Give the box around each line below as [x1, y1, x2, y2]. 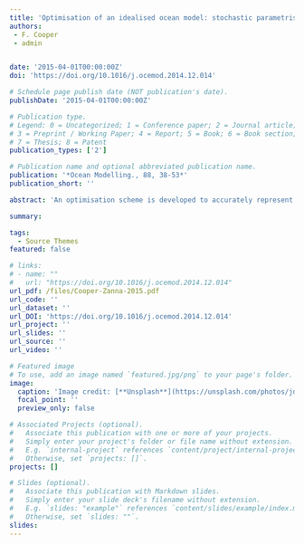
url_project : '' [9, 320, 71, 329]
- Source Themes [17, 236, 79, 245]
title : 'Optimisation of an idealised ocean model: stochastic [9, 13, 253, 23]
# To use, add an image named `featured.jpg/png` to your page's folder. [9, 370, 294, 379]
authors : [9, 22, 43, 31]
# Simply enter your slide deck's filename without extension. [9, 495, 261, 505]
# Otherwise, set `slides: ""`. [9, 512, 140, 521]
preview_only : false [17, 404, 95, 413]
